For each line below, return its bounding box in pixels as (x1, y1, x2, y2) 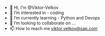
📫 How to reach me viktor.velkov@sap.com (9, 26, 98, 31)
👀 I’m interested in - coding (9, 10, 64, 16)
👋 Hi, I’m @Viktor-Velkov (9, 5, 59, 10)
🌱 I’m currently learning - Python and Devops (9, 15, 101, 20)
